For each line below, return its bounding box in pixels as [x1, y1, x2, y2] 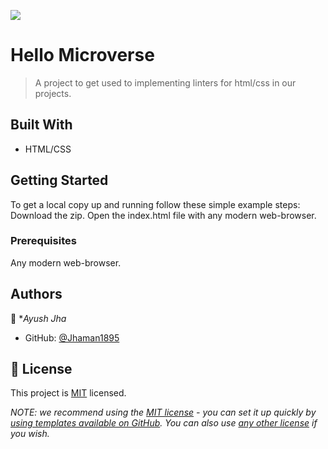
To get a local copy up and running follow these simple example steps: [10, 198, 301, 210]
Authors [10, 286, 63, 303]
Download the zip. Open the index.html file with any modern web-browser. [10, 209, 317, 221]
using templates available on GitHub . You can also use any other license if [10, 417, 318, 429]
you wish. [10, 428, 50, 440]
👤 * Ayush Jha [10, 312, 67, 324]
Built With [10, 116, 73, 134]
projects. [34, 87, 72, 99]
